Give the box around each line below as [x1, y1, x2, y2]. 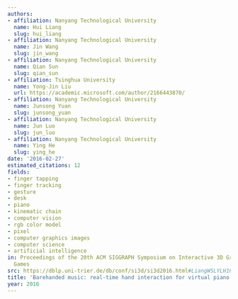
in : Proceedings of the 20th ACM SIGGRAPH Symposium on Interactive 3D [7, 254, 223, 261]
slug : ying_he [13, 149, 55, 156]
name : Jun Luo [13, 122, 55, 130]
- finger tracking [7, 181, 62, 188]
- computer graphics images [7, 235, 91, 242]
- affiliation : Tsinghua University [7, 76, 115, 84]
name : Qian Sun [13, 63, 59, 70]
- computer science [7, 241, 65, 248]
